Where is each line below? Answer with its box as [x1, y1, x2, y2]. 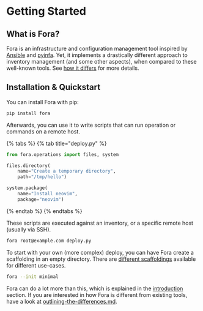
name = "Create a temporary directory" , [17, 168, 116, 174]
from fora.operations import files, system [6, 151, 119, 157]
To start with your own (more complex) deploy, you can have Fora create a [6, 249, 194, 256]
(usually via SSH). [6, 225, 51, 233]
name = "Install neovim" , [17, 191, 78, 197]
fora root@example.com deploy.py [6, 238, 92, 244]
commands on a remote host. [6, 127, 81, 135]
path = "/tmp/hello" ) [17, 174, 67, 180]
